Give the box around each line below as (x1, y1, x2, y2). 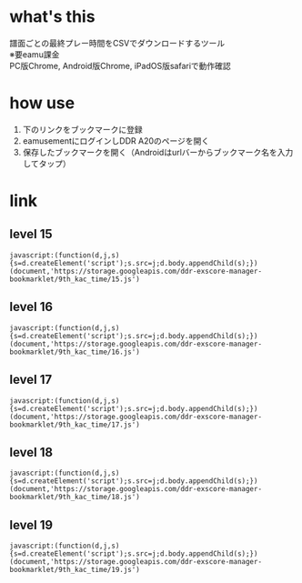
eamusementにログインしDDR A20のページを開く (22, 135, 210, 146)
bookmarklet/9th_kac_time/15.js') (9, 275, 141, 284)
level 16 (9, 299, 53, 315)
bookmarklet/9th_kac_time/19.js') (9, 566, 141, 575)
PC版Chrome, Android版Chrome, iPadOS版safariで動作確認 (9, 60, 232, 71)
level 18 (9, 444, 53, 460)
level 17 (9, 372, 53, 387)
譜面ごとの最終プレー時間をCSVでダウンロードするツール (9, 37, 226, 48)
